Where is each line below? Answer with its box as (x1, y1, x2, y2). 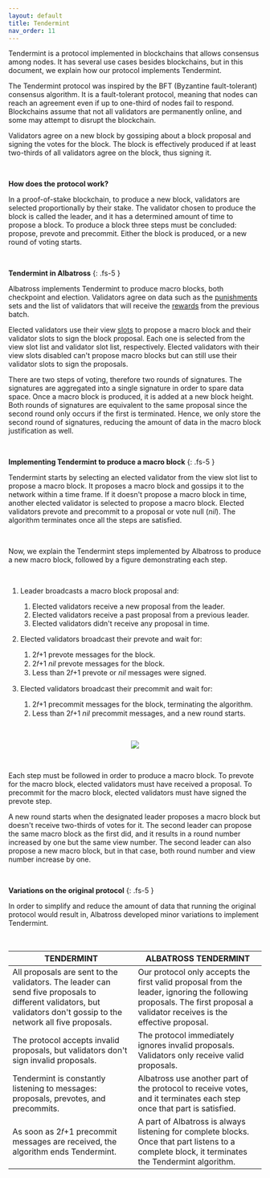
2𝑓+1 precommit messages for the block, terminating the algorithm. (31, 699, 253, 709)
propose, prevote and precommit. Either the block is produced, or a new (8, 229, 247, 238)
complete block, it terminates (137, 1146, 247, 1157)
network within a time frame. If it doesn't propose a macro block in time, (8, 490, 247, 499)
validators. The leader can (12, 976, 111, 988)
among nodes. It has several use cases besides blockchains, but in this (8, 57, 243, 67)
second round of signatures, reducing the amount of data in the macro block (8, 418, 261, 427)
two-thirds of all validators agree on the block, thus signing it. (8, 148, 212, 157)
